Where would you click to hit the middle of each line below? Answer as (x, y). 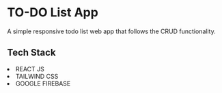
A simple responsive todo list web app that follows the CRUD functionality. (112, 31)
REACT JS (30, 69)
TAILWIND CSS (37, 76)
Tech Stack (31, 53)
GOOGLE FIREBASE (43, 83)
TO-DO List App (53, 13)
